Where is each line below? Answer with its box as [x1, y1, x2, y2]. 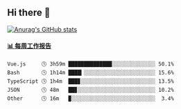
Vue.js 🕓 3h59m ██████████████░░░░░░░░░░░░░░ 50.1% [7, 61, 175, 68]
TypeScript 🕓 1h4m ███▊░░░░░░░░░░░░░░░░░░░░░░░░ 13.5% [7, 78, 175, 85]
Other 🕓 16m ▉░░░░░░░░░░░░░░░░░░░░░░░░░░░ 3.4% [7, 95, 175, 102]
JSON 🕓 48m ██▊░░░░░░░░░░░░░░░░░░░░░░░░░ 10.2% [7, 87, 175, 94]
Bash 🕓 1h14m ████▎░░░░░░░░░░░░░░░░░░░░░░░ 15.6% [7, 70, 175, 77]
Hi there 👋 [7, 7, 51, 19]
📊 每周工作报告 [7, 42, 52, 50]
